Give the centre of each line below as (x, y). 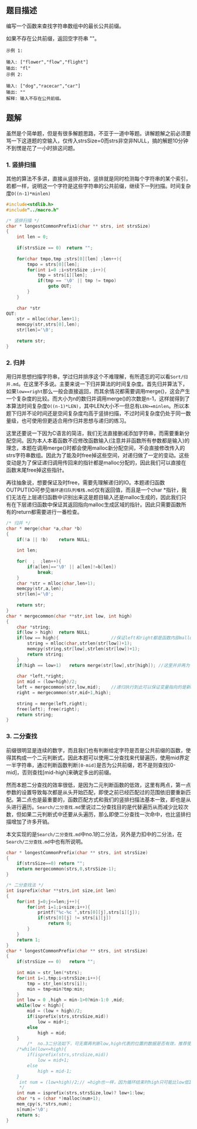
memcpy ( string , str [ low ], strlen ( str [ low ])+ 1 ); (84, 649)
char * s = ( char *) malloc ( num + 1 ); (59, 1099)
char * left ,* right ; (40, 676)
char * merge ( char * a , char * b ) (44, 529)
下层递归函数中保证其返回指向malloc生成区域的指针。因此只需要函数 (99, 504)
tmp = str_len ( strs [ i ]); (57, 984)
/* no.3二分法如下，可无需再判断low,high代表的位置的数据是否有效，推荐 (107, 1044)
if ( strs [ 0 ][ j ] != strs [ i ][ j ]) (74, 918)
